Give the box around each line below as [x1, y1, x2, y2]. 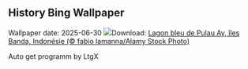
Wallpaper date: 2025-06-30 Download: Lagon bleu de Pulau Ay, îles [8, 27, 240, 38]
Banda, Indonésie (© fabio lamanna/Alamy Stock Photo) [8, 36, 190, 45]
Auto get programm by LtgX [8, 51, 99, 61]
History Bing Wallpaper [8, 6, 125, 20]
